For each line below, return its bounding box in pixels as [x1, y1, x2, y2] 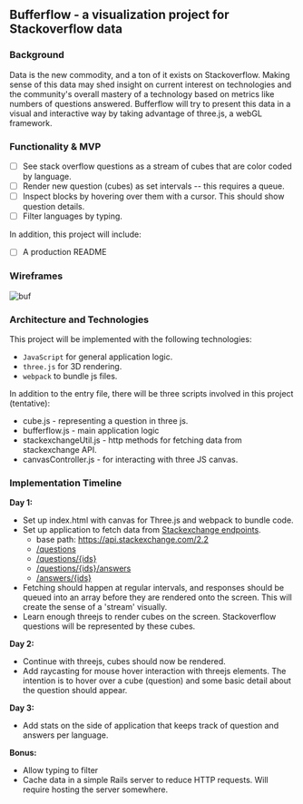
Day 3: [9, 702, 34, 713]
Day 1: [9, 497, 34, 508]
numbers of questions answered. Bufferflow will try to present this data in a [9, 98, 291, 109]
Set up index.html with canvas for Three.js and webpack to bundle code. [22, 515, 294, 525]
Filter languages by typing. [22, 211, 122, 221]
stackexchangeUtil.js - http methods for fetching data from [22, 435, 242, 446]
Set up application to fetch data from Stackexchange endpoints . [22, 525, 261, 535]
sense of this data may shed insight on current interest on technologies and [9, 79, 292, 90]
